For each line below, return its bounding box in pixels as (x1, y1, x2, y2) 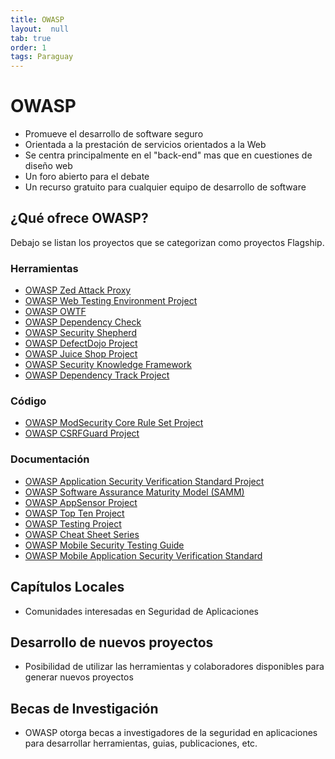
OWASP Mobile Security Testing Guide (24, 539, 185, 551)
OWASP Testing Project (24, 517, 122, 530)
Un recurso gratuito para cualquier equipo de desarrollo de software (24, 181, 307, 193)
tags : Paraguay (10, 52, 74, 62)
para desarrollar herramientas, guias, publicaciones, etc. (24, 737, 258, 750)
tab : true (10, 33, 52, 43)
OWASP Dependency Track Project (24, 369, 170, 381)
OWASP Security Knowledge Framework (24, 359, 192, 371)
